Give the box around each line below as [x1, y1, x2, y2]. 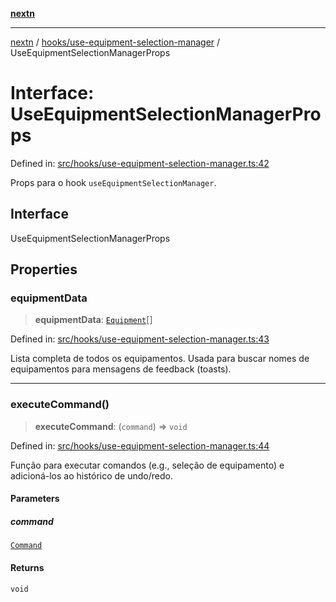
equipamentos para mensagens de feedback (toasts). [10, 363, 232, 375]
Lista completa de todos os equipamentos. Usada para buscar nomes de [10, 353, 310, 365]
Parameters [10, 493, 60, 505]
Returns [10, 561, 45, 573]
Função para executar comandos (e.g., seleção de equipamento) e [10, 459, 285, 471]
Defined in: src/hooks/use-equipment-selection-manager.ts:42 [10, 157, 270, 169]
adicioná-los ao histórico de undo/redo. [10, 469, 173, 482]
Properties [10, 261, 78, 278]
